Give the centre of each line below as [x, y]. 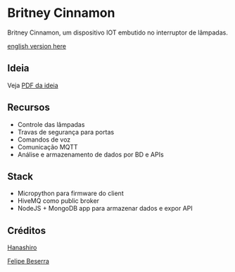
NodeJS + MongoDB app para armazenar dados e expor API [105, 209]
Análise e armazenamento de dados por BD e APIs [90, 154]
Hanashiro [22, 247]
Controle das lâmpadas [51, 124]
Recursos [29, 107]
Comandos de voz [44, 140]
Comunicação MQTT [47, 147]
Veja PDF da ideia [33, 85]
